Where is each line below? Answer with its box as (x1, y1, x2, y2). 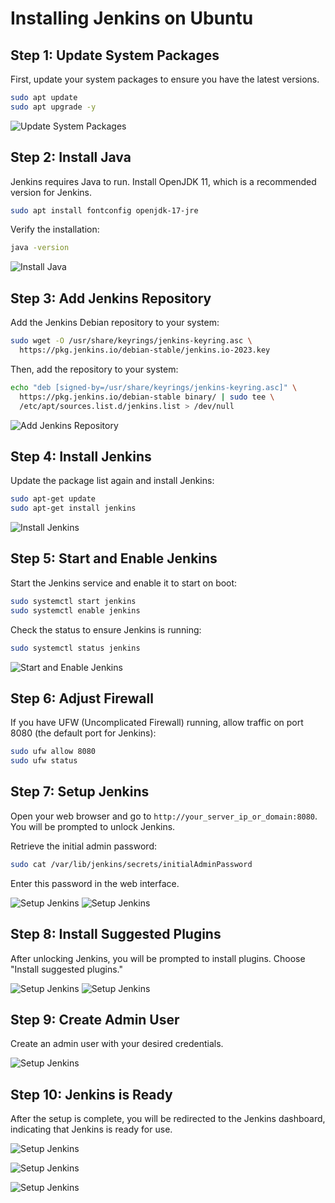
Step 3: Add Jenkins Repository (10, 290, 212, 307)
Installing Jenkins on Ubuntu (10, 7, 254, 30)
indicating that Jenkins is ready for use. (10, 1123, 173, 1136)
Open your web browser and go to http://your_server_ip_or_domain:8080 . (10, 810, 318, 822)
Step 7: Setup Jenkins (10, 783, 150, 801)
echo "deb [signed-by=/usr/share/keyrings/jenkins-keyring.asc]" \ (10, 382, 298, 392)
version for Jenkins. (10, 186, 92, 198)
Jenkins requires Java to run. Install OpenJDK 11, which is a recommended (10, 175, 317, 187)
